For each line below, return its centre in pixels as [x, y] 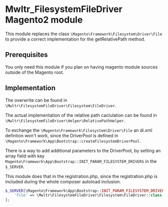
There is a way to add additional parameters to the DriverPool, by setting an [83, 150]
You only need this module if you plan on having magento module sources [81, 67]
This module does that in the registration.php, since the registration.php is [81, 176]
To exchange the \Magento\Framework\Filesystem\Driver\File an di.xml [79, 130]
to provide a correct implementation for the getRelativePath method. [75, 39]
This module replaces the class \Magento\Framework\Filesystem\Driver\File [84, 34]
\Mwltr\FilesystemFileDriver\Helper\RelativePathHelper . [65, 120]
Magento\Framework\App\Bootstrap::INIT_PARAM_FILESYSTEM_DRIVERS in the [81, 161]
